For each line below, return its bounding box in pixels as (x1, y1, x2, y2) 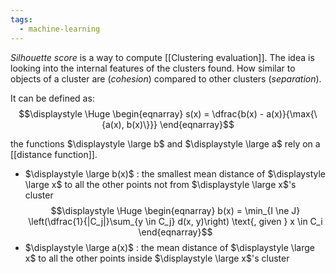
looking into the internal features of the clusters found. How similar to (10, 62, 296, 74)
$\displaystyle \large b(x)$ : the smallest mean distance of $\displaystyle (24, 167, 326, 180)
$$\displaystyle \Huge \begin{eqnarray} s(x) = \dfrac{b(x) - (18, 107, 265, 120)
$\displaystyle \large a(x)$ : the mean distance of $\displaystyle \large (24, 241, 315, 253)
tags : (10, 14, 33, 25)
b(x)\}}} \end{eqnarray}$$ (126, 118, 235, 130)
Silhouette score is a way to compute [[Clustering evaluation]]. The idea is (10, 51, 315, 63)
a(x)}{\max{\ (266, 107, 318, 120)
